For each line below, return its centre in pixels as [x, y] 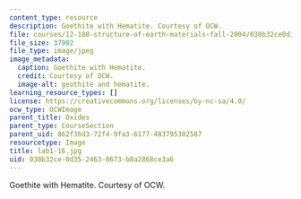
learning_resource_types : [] [64, 92]
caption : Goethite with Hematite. [82, 68]
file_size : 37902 [42, 43]
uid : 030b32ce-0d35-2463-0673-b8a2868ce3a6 [92, 159]
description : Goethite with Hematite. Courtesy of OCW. [116, 26]
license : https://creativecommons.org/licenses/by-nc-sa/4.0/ [128, 101]
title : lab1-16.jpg [46, 151]
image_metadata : [39, 59]
